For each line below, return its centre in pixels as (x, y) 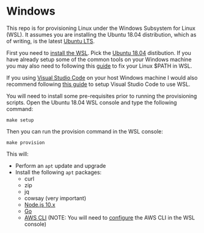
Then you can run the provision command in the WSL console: (85, 131)
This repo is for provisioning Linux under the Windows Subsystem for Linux (101, 28)
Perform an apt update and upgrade (60, 165)
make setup (20, 120)
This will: (17, 154)
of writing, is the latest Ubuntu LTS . (50, 41)
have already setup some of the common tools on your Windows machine (99, 59)
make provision (26, 142)
